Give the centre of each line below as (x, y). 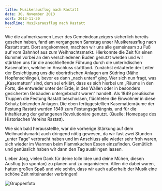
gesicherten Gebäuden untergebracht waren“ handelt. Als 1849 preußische (80, 94)
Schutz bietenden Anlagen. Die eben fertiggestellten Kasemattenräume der (80, 104)
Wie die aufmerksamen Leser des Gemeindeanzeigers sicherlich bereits (77, 37)
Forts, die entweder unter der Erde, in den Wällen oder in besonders (73, 88)
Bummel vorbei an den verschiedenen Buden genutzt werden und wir (74, 57)
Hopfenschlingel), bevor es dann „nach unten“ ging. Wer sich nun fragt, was (81, 78)
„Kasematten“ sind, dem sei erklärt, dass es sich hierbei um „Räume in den (79, 83)
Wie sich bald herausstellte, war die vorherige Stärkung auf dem (69, 128)
